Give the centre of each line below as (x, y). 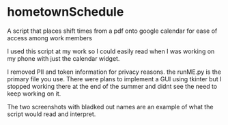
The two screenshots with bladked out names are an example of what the (110, 107)
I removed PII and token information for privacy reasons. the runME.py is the (114, 72)
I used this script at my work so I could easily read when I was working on (111, 51)
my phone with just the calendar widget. (63, 58)
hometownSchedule (66, 12)
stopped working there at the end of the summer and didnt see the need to (112, 86)
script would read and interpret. (52, 114)
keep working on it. (34, 94)
